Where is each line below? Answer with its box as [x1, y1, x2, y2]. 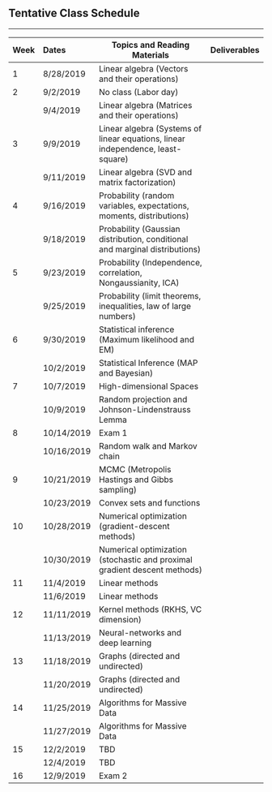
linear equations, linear [98, 133, 186, 144]
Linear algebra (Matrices [98, 99, 193, 110]
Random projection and [98, 394, 188, 405]
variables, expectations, [98, 200, 189, 211]
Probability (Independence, [98, 256, 202, 268]
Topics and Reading [111, 39, 190, 50]
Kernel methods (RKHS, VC [98, 604, 202, 615]
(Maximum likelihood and [98, 334, 194, 345]
